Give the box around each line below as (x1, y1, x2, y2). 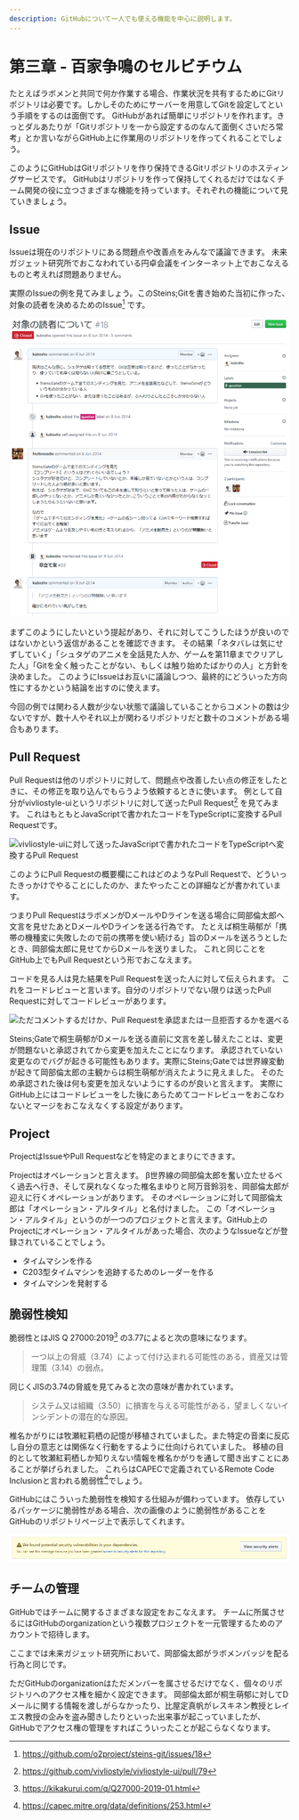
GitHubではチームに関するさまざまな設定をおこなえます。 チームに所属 (9, 1606, 270, 1617)
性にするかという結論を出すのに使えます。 (9, 682, 165, 694)
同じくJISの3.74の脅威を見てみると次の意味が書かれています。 (9, 1381, 238, 1392)
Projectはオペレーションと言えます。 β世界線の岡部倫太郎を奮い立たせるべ (9, 1170, 283, 1181)
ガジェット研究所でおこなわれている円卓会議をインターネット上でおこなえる (9, 258, 289, 269)
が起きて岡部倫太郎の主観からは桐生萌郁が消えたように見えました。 (9, 1067, 259, 1077)
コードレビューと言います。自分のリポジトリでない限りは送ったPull (24, 984, 271, 995)
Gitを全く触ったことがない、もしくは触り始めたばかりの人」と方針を (36, 660, 289, 671)
